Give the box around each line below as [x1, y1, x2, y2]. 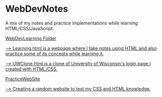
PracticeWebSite [5, 76, 40, 82]
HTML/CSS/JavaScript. [5, 25, 54, 31]
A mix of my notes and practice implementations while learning [5, 20, 138, 26]
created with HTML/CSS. [5, 66, 58, 72]
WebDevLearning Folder [5, 35, 57, 41]
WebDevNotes [5, 3, 68, 15]
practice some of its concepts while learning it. [5, 51, 104, 57]
